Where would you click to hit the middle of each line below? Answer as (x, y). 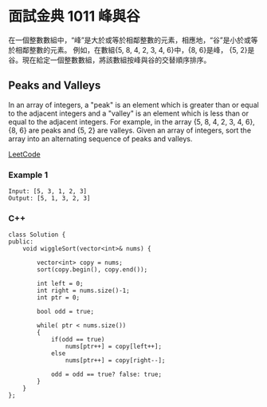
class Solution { (37, 235)
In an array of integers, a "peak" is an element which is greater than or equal (133, 105)
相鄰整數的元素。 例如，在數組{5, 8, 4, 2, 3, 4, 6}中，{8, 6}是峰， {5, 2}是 (135, 49)
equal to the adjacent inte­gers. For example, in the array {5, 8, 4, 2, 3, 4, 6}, (132, 121)
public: (21, 242)
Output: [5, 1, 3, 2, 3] (49, 199)
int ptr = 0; (59, 298)
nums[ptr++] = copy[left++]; (113, 347)
